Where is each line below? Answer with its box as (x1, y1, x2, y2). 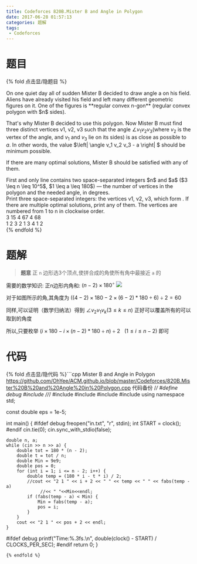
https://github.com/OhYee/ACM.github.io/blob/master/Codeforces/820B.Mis (6, 377, 191, 384)
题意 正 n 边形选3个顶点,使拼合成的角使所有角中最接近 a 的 (20, 269, 161, 276)
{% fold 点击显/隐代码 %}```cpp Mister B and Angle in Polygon (6, 371, 155, 378)
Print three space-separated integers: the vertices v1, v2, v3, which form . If (6, 195, 189, 202)
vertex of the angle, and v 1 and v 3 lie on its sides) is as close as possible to (6, 133, 186, 142)
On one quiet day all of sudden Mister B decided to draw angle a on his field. (6, 90, 191, 97)
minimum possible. (6, 147, 52, 154)
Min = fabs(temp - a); (37, 499, 93, 505)
